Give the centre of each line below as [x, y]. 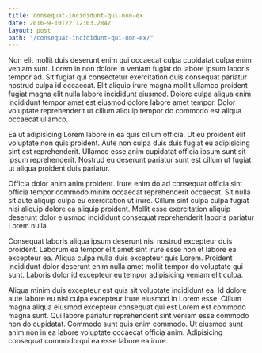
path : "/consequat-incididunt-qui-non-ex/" [81, 38]
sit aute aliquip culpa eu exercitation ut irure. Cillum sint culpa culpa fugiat [129, 201]
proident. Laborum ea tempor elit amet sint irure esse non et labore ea [122, 250]
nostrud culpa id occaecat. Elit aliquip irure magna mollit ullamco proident [128, 86]
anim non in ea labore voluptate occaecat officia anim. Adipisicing [116, 332]
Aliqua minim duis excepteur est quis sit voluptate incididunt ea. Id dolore [127, 290]
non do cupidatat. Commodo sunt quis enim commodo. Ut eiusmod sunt [126, 324]
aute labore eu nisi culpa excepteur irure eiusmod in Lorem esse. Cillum [125, 299]
